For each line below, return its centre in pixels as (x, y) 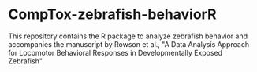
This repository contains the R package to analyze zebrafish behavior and (128, 36)
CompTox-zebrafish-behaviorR (112, 14)
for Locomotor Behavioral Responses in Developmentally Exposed (115, 52)
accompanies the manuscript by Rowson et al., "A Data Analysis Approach (129, 44)
